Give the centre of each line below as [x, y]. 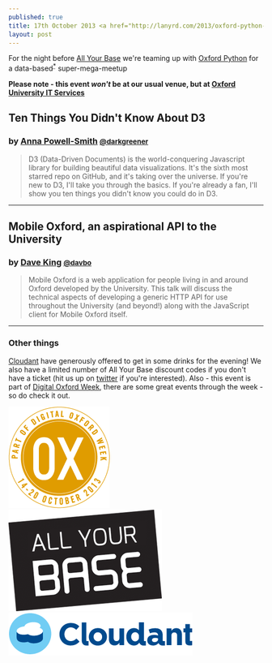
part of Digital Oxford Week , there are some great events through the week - [136, 386]
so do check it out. [39, 395]
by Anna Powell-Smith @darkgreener [79, 141]
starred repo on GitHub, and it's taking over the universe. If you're [138, 176]
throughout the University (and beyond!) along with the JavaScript [138, 306]
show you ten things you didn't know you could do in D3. [123, 193]
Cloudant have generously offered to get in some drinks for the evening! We [135, 360]
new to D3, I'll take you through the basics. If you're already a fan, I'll [142, 185]
